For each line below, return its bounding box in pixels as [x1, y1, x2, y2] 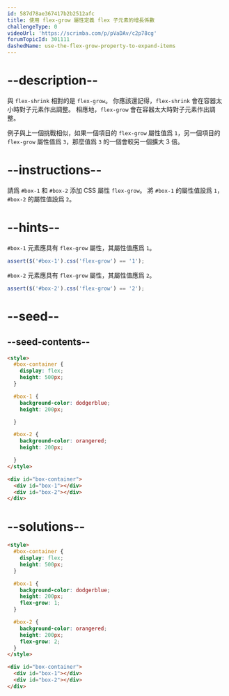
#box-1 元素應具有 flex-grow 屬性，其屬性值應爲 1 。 [7, 243, 156, 252]
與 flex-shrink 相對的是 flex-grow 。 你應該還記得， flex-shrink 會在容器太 [7, 96, 223, 105]
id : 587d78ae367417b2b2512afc [7, 10, 95, 17]
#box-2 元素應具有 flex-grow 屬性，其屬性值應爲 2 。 [7, 271, 156, 279]
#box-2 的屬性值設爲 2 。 [7, 194, 75, 203]
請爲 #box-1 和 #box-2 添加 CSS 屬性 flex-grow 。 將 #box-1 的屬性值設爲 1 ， [7, 186, 223, 194]
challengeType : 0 [7, 23, 58, 30]
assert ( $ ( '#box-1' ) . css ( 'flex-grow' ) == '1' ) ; [7, 257, 145, 265]
